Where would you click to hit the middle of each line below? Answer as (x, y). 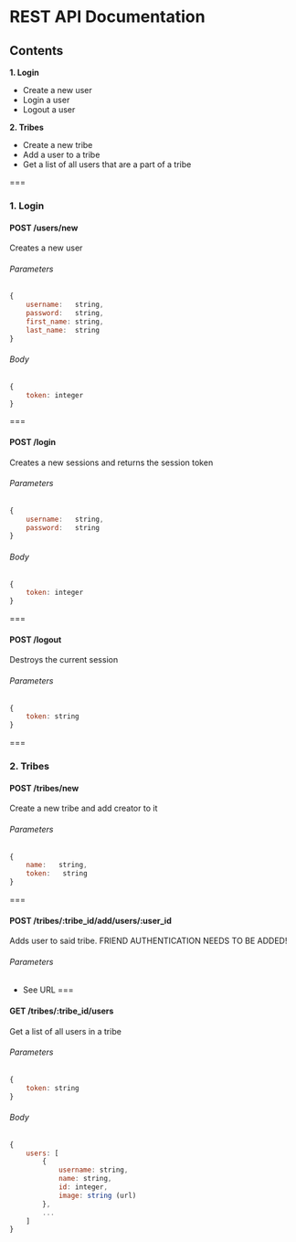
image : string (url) (97, 1195)
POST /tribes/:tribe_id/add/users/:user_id (90, 920)
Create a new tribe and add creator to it (84, 808)
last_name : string (63, 330)
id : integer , (83, 1187)
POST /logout (36, 639)
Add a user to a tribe (61, 154)
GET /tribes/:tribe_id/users (62, 1011)
